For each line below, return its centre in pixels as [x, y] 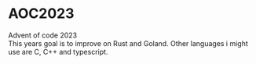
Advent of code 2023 [42, 35]
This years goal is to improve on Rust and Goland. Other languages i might [128, 43]
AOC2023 [41, 14]
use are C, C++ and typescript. [58, 52]
